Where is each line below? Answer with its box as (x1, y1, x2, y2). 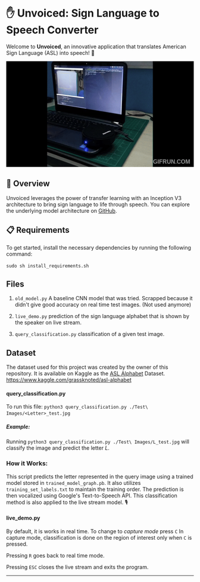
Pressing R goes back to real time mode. (6, 552, 105, 559)
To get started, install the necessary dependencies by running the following (6, 244, 192, 251)
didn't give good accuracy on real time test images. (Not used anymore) (14, 301, 192, 309)
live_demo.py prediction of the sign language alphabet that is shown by (14, 313, 189, 320)
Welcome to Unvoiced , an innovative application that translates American (6, 43, 186, 50)
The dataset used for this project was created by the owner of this (6, 363, 168, 371)
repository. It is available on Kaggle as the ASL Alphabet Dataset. (6, 370, 165, 377)
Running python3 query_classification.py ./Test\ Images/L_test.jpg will (6, 438, 189, 446)
